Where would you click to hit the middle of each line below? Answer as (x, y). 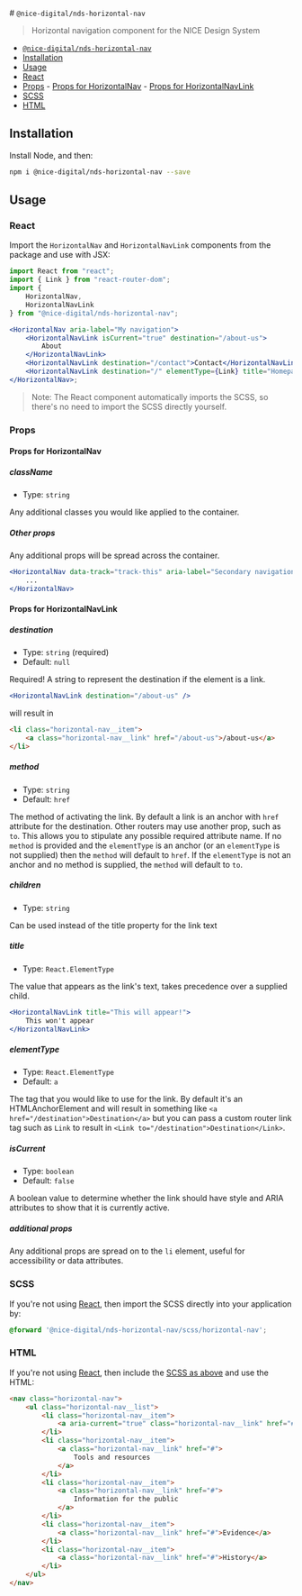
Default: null (46, 662)
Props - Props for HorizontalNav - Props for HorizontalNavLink (138, 86)
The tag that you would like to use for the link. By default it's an (126, 1099)
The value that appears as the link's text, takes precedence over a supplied (148, 986)
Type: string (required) (66, 652)
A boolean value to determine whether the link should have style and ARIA (147, 1199)
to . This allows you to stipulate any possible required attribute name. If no (146, 835)
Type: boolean (48, 1172)
